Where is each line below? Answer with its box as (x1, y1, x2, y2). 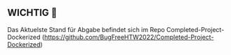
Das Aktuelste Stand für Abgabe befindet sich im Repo (7, 25, 165, 33)
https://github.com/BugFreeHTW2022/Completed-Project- (44, 33, 214, 41)
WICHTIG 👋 (7, 7, 58, 19)
